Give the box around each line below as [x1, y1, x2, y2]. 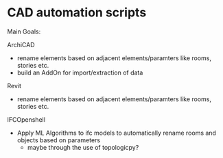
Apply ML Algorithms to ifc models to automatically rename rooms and [16, 129, 216, 137]
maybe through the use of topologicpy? [27, 143, 139, 151]
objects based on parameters [16, 135, 101, 144]
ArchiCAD [7, 40, 36, 49]
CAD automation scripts [7, 5, 147, 21]
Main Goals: [7, 27, 41, 36]
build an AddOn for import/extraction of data [16, 68, 143, 77]
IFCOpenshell [7, 115, 46, 124]
